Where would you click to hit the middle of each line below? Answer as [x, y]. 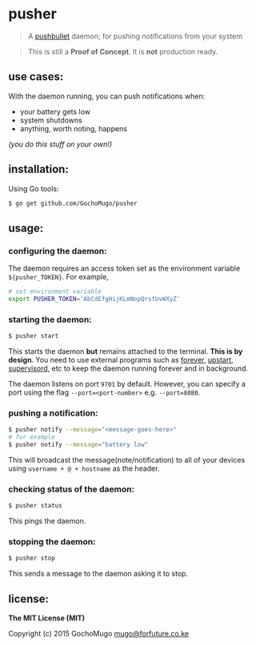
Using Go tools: [34, 188]
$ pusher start [34, 336]
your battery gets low [55, 111]
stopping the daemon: [52, 542]
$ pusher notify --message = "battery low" [78, 445]
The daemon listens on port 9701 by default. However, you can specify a [127, 384]
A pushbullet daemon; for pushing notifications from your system [135, 36]
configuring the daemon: [58, 251]
